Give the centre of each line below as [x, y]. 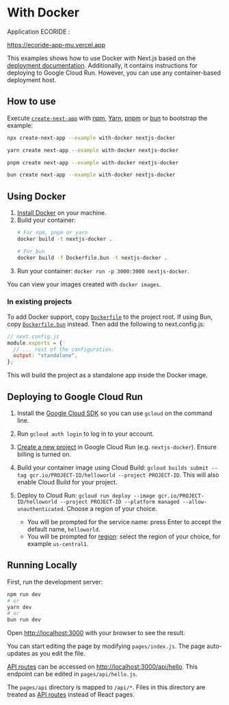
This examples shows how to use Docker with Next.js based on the [102, 58]
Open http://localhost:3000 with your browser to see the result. [96, 633]
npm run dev [24, 594]
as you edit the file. [58, 654]
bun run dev [24, 620]
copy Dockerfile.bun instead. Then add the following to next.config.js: [106, 324]
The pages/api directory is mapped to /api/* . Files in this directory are [106, 687]
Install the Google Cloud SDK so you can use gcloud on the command [114, 413]
